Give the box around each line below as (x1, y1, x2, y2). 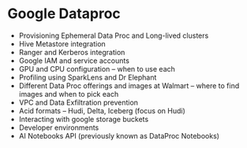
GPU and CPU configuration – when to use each (18, 64, 175, 73)
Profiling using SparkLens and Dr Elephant (18, 72, 157, 82)
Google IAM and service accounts (18, 56, 129, 65)
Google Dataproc (7, 5, 122, 23)
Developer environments (18, 123, 99, 132)
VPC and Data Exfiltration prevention (18, 98, 139, 107)
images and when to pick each (18, 89, 119, 98)
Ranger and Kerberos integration (18, 47, 125, 57)
